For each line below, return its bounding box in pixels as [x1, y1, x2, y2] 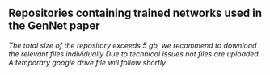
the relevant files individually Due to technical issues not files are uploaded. [8, 48, 261, 59]
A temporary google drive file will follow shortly [8, 57, 167, 67]
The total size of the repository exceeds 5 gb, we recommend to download [8, 40, 257, 50]
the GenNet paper [8, 19, 100, 33]
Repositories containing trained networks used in [8, 6, 263, 20]
